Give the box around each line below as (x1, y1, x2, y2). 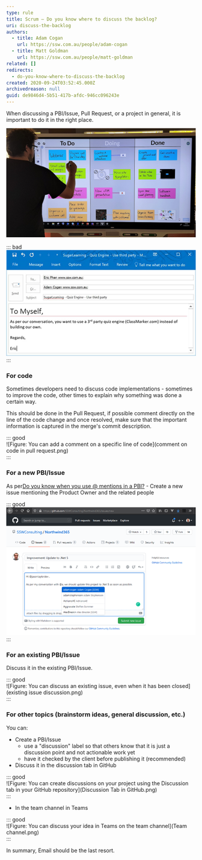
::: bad (6, 243, 22, 250)
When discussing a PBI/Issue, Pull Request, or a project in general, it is (6, 110, 181, 117)
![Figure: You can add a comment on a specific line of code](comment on (6, 441, 188, 448)
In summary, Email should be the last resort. (6, 847, 115, 854)
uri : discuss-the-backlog (6, 22, 71, 28)
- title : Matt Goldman (11, 48, 69, 54)
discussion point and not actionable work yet (23, 748, 135, 756)
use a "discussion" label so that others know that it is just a (23, 742, 170, 750)
